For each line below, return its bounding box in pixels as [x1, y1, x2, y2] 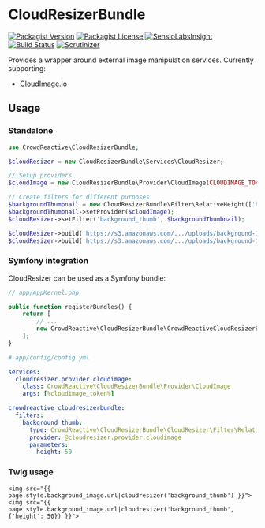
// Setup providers [8, 172, 73, 180]
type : [28, 426, 47, 434]
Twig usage [8, 467, 54, 478]
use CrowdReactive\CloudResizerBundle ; [8, 143, 140, 151]
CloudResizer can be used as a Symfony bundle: [8, 273, 166, 283]
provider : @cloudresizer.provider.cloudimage [28, 433, 181, 441]
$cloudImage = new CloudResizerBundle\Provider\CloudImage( [8, 179, 211, 187]
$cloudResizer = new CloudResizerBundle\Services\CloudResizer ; [8, 158, 224, 165]
